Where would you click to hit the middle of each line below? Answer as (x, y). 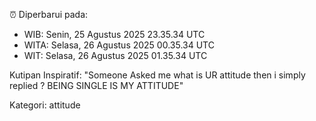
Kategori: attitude (45, 105)
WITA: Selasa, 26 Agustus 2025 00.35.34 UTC (119, 45)
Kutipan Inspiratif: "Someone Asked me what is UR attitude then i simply (157, 75)
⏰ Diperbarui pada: (49, 14)
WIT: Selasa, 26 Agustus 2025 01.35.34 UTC (115, 55)
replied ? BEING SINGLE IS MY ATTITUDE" (96, 85)
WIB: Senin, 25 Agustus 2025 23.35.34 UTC (114, 34)
